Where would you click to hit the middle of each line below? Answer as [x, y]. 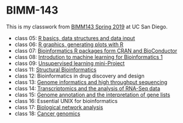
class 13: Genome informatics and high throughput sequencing [91, 82]
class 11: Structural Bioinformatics [55, 69]
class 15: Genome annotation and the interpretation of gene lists [92, 95]
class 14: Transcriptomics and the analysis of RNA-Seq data [87, 88]
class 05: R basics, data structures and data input [75, 38]
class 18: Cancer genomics [48, 114]
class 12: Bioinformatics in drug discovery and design [79, 76]
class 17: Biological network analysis [59, 107]
